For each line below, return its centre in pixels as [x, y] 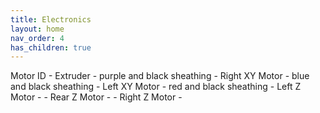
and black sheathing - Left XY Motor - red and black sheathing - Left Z [156, 87]
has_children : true [51, 47]
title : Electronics [51, 19]
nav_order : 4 [37, 38]
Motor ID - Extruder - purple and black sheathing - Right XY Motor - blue [160, 76]
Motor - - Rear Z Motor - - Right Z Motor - [96, 97]
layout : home [37, 29]
